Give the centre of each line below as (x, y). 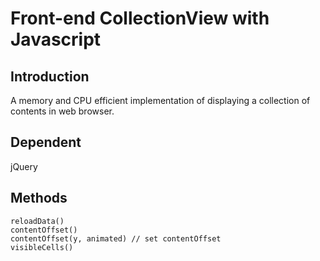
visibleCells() (42, 247)
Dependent (46, 142)
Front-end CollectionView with (140, 18)
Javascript (56, 39)
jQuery (24, 166)
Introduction (50, 76)
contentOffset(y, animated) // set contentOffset (116, 238)
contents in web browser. (62, 111)
